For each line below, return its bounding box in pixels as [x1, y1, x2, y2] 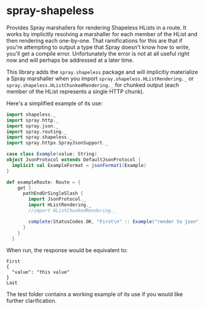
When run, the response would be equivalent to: [6, 247, 128, 254]
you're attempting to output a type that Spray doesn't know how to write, [6, 43, 190, 51]
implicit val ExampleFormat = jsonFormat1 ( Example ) [12, 162, 147, 168]
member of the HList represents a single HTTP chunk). [6, 87, 145, 95]
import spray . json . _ [6, 123, 59, 129]
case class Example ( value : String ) [6, 151, 97, 157]
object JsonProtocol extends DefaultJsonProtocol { [6, 157, 141, 163]
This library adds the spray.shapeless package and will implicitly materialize [6, 68, 198, 75]
